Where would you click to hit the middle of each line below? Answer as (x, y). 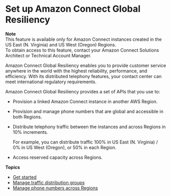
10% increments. (30, 132)
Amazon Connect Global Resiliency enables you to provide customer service (86, 65)
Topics (13, 167)
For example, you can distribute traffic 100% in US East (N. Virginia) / (85, 142)
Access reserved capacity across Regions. (58, 157)
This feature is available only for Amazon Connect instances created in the (84, 39)
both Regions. (27, 117)
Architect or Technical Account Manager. (48, 55)
